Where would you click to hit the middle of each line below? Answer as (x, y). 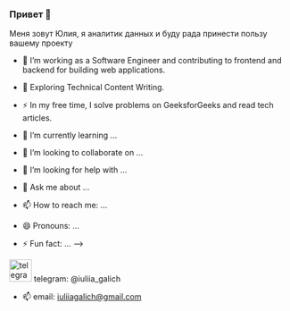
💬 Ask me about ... (56, 188)
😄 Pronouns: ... (51, 226)
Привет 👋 (30, 14)
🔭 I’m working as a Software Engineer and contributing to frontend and (152, 61)
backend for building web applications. (94, 70)
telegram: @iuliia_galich (77, 279)
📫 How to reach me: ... (65, 206)
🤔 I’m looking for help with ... (75, 170)
